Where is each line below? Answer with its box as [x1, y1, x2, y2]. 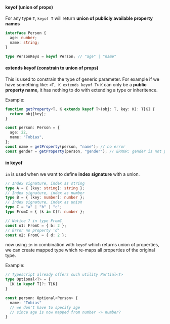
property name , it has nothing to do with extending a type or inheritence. [5, 87, 158, 93]
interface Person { [5, 30, 47, 36]
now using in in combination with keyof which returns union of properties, [5, 242, 159, 248]
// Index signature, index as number [5, 190, 85, 196]
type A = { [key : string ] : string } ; [5, 185, 85, 190]
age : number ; [10, 36, 37, 41]
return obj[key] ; [10, 111, 47, 116]
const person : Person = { [5, 125, 60, 131]
